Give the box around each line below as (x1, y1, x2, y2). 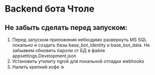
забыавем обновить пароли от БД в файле (12, 48, 106, 53)
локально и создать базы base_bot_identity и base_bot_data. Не (12, 42, 150, 48)
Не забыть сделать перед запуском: (5, 23, 128, 32)
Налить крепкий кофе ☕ (12, 64, 65, 70)
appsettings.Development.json (12, 53, 77, 59)
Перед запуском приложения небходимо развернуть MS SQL (12, 36, 147, 43)
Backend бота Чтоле (5, 3, 95, 15)
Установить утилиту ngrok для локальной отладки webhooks (12, 58, 145, 64)
